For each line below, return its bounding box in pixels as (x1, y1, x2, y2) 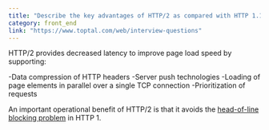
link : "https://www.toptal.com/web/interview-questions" (8, 26, 203, 34)
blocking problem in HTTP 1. (8, 113, 102, 123)
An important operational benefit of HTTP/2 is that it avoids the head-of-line (8, 104, 259, 114)
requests (8, 89, 38, 99)
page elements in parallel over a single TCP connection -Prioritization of (8, 81, 246, 90)
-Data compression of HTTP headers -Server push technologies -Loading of (8, 73, 261, 82)
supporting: (8, 57, 46, 66)
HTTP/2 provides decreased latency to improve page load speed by (8, 49, 232, 58)
